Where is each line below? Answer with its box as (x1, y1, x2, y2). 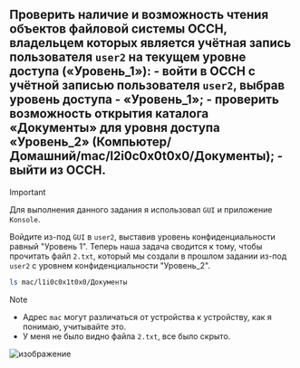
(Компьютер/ (92, 135, 172, 150)
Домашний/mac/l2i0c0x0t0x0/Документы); (9, 148, 275, 164)
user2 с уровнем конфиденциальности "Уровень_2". (9, 259, 211, 270)
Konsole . (9, 213, 41, 224)
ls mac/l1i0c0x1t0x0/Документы (9, 278, 128, 287)
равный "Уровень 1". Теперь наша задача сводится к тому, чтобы (9, 241, 263, 251)
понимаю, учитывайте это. (22, 321, 127, 332)
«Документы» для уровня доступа (9, 120, 220, 136)
